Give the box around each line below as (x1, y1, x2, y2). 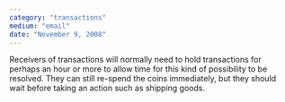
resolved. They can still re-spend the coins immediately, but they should (9, 73, 277, 84)
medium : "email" (9, 21, 70, 30)
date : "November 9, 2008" (9, 30, 106, 38)
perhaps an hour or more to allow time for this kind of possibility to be (9, 64, 268, 74)
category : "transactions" (9, 13, 106, 22)
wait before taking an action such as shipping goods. (9, 82, 205, 94)
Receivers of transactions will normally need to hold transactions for (9, 55, 263, 65)
